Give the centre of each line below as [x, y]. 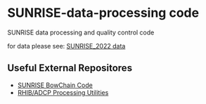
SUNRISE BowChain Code [55, 85]
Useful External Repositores [70, 68]
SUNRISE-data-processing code [103, 13]
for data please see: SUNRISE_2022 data [66, 46]
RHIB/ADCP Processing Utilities [63, 92]
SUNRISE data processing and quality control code [81, 32]
